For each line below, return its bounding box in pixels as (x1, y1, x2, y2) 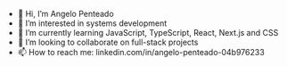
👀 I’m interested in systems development (17, 18, 168, 29)
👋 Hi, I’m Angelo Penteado (17, 9, 114, 19)
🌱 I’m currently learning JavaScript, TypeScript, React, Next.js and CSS (17, 28, 279, 37)
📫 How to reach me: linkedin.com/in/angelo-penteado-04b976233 (17, 47, 265, 57)
